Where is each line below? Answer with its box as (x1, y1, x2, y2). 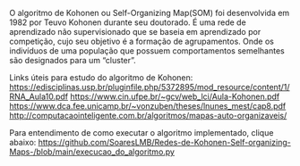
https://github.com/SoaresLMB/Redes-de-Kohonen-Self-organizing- (38, 137, 291, 147)
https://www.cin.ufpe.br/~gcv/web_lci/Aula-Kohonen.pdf (70, 91, 280, 102)
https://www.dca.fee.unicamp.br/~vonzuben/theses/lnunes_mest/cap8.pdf (9, 101, 287, 111)
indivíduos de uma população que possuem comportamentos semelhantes (9, 46, 285, 56)
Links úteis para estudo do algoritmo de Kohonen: (9, 72, 193, 83)
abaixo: (9, 137, 37, 147)
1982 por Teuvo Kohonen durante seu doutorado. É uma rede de (9, 17, 246, 28)
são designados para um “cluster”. (9, 55, 136, 65)
